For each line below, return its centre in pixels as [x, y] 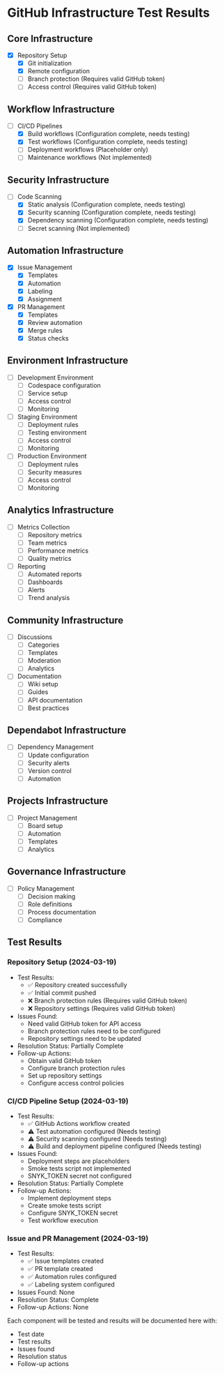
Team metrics [47, 543]
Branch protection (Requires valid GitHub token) [96, 79]
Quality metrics [49, 558]
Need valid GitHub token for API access [84, 1023]
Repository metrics [55, 534]
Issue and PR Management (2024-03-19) [78, 1238]
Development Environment [55, 377]
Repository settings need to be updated [84, 1038]
